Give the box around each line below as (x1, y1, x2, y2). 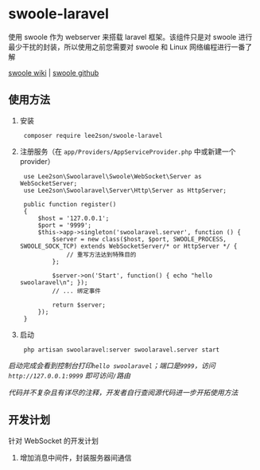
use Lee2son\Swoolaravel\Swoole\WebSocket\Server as (23, 172, 202, 180)
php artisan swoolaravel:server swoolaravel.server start (23, 346, 220, 354)
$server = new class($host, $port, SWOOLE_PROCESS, (52, 235, 227, 243)
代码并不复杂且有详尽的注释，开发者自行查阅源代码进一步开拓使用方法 (8, 387, 239, 397)
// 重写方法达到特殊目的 (66, 250, 137, 259)
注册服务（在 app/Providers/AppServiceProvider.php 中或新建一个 (19, 147, 236, 156)
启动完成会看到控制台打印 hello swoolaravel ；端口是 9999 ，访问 (8, 360, 216, 370)
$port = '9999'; (37, 221, 91, 229)
